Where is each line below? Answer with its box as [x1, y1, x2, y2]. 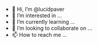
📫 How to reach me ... [11, 32, 67, 38]
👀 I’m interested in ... [11, 12, 62, 19]
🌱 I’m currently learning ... [11, 18, 75, 25]
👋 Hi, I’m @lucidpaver [11, 6, 65, 12]
